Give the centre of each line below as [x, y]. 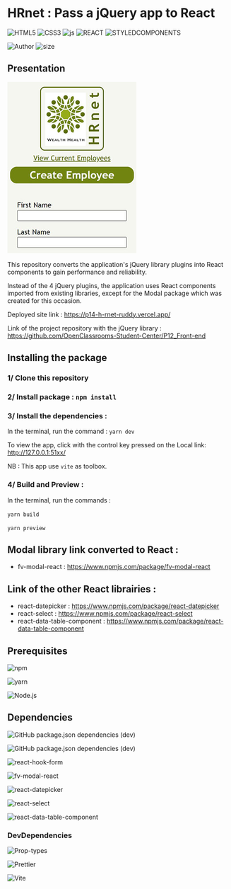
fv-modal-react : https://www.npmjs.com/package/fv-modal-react [114, 567]
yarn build [23, 515]
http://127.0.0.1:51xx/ [36, 453]
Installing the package [57, 358]
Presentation [36, 69]
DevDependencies [40, 835]
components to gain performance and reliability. [77, 272]
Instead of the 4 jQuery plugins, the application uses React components [112, 285]
